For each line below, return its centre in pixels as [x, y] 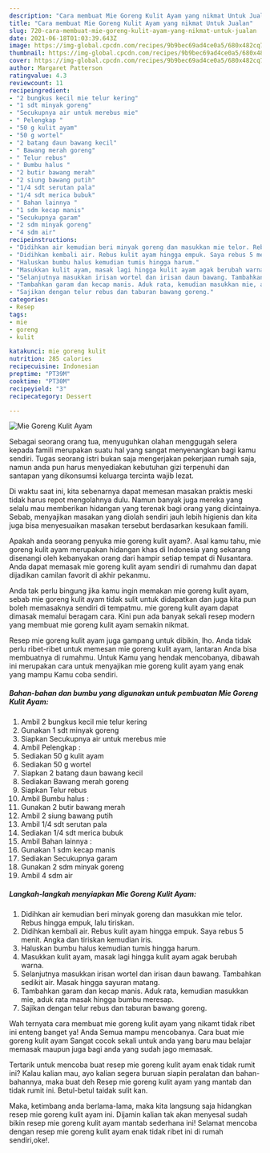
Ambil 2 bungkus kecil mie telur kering [84, 722]
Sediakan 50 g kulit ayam [62, 756]
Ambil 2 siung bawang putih [67, 816]
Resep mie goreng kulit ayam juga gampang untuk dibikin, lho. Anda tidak [130, 640]
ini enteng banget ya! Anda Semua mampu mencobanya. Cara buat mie [127, 1032]
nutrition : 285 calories [50, 359]
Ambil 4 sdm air [46, 876]
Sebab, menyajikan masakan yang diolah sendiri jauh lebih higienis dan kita [133, 517]
